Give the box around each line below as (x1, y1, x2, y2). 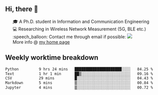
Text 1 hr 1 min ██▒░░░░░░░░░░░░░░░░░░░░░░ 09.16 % (5, 71, 153, 76)
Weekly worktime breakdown (5, 53, 98, 62)
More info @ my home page (12, 39, 70, 45)
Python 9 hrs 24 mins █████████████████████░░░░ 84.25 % (5, 67, 153, 72)
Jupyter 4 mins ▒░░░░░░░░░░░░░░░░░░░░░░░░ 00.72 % (5, 85, 153, 90)
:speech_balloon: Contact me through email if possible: (12, 33, 126, 40)
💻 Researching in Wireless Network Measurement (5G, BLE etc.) (12, 26, 146, 32)
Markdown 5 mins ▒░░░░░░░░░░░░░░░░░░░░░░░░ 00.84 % (5, 81, 153, 86)
